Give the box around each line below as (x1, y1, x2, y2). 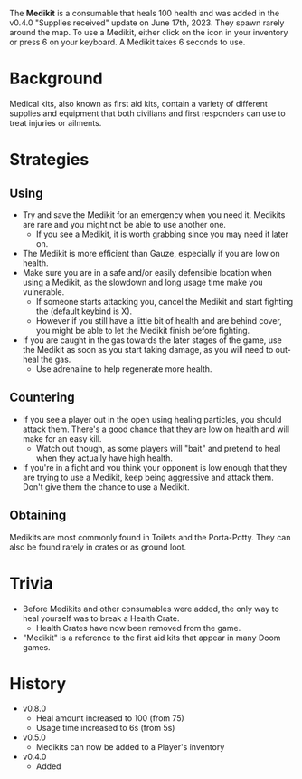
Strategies (9, 150, 90, 170)
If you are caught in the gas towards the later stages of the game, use (22, 335, 282, 346)
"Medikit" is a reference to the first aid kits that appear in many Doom (22, 632, 281, 643)
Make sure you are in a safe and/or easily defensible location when (22, 267, 273, 278)
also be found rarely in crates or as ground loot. (9, 541, 187, 552)
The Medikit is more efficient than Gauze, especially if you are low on (22, 248, 280, 258)
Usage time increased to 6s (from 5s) (35, 723, 175, 734)
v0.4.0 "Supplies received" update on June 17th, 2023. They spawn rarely (9, 17, 285, 28)
